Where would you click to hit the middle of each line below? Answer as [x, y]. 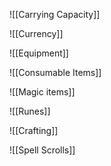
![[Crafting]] [34, 130]
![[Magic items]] [42, 92]
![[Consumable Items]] [55, 72]
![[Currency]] [36, 33]
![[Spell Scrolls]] [42, 150]
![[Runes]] [30, 111]
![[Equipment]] [39, 53]
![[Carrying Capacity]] [55, 14]
